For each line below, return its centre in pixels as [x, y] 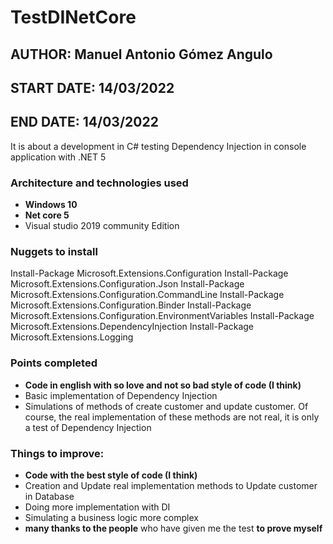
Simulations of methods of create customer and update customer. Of [166, 406]
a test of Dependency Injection [88, 427]
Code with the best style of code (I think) [111, 475]
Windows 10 [51, 205]
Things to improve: [57, 453]
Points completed [54, 363]
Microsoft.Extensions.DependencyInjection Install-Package [132, 327]
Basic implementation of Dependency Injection [121, 395]
